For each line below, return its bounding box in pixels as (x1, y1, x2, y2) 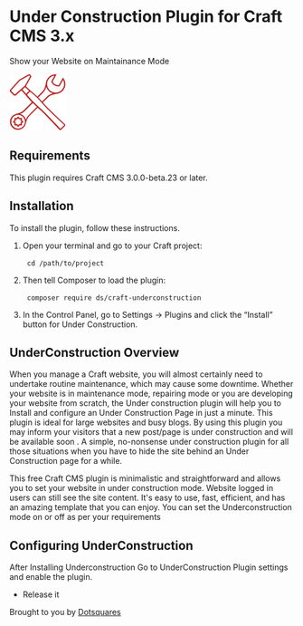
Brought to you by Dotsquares (9, 607, 121, 618)
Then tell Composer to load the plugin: (22, 274, 166, 285)
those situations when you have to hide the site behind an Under (9, 446, 250, 457)
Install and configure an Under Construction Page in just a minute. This (9, 408, 273, 419)
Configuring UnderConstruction (9, 537, 194, 554)
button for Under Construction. (22, 319, 138, 330)
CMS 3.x (9, 25, 75, 46)
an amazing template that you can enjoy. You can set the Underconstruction (9, 502, 292, 513)
